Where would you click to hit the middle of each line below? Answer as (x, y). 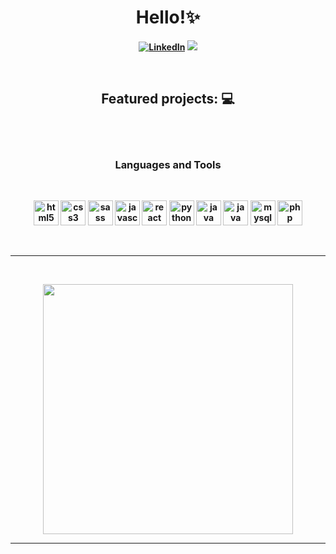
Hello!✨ (168, 17)
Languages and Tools (168, 164)
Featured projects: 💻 (168, 99)
